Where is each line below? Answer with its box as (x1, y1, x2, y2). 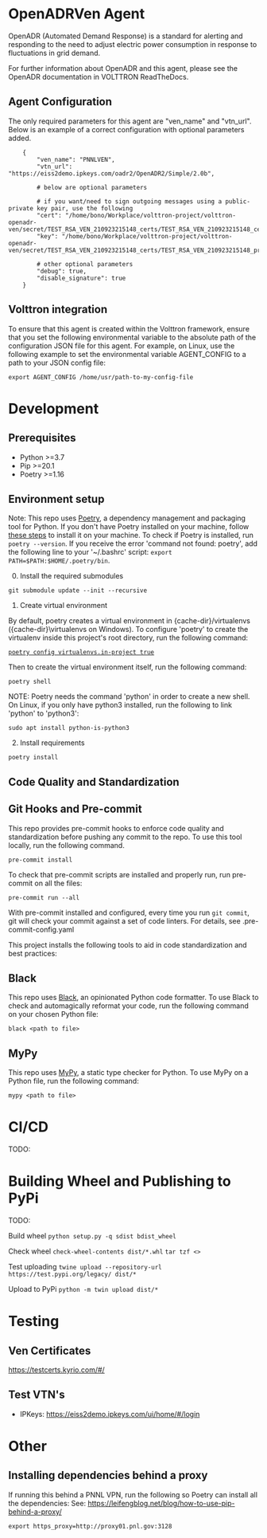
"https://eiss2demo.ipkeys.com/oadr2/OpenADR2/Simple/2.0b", (8, 169, 215, 178)
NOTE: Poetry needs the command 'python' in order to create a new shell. (8, 692, 250, 701)
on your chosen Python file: (8, 1010, 99, 1019)
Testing (8, 1312, 60, 1331)
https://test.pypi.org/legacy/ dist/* (8, 1270, 137, 1279)
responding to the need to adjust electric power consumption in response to (8, 39, 257, 49)
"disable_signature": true (37, 274, 126, 282)
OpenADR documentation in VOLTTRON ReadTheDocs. (8, 72, 189, 81)
